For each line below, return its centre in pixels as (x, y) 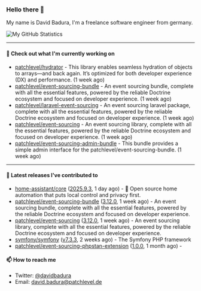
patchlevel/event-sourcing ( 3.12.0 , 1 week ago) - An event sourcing (97, 220)
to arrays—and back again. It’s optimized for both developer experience (103, 73)
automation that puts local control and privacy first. (78, 195)
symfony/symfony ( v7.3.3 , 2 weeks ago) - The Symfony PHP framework (103, 240)
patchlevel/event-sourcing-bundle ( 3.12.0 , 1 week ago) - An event (95, 201)
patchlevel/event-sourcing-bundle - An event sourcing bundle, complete (104, 86)
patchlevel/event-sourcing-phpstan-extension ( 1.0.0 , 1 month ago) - (98, 245)
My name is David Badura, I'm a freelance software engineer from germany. (100, 23)
